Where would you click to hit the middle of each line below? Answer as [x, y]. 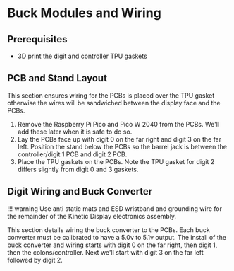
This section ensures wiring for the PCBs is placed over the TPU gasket [111, 95]
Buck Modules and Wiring [85, 13]
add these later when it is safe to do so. [75, 132]
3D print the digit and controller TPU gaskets [82, 56]
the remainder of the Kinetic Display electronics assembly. [92, 216]
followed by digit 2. [35, 260]
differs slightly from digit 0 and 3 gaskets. [78, 169]
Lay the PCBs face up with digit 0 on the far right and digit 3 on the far [119, 139]
